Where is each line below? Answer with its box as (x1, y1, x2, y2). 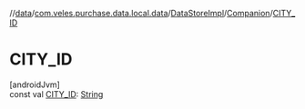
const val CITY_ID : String (9, 88, 104, 99)
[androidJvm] (9, 79, 61, 90)
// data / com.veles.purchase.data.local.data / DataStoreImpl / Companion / (9, 8, 273, 18)
